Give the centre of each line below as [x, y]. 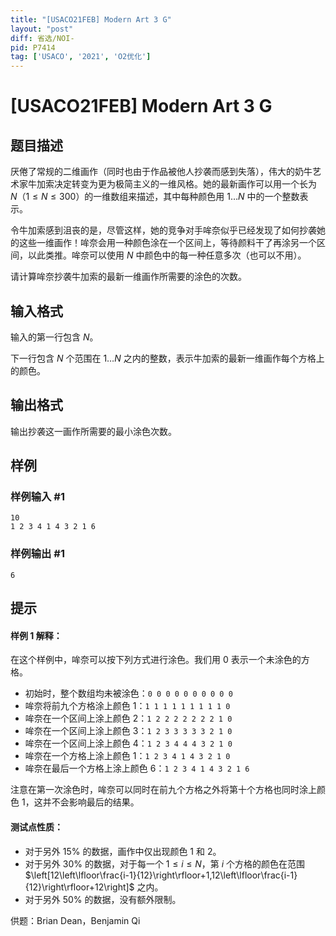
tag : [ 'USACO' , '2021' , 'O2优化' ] [81, 57]
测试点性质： [36, 827]
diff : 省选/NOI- [42, 38]
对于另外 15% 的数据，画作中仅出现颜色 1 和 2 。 [123, 851]
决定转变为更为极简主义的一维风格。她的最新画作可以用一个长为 [185, 184]
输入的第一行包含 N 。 [54, 337]
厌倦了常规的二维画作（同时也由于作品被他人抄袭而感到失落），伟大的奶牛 [161, 172]
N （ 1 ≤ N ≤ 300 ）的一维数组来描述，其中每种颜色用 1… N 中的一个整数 [155, 197]
